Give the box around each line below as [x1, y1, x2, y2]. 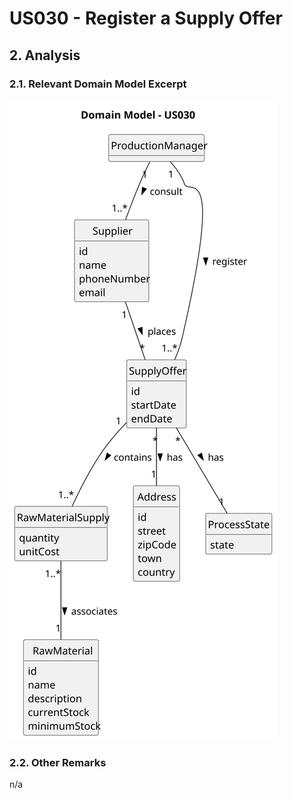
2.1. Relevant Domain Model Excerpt [9, 77, 187, 91]
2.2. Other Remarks [9, 755, 107, 769]
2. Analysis [9, 47, 81, 64]
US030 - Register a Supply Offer [9, 7, 283, 30]
